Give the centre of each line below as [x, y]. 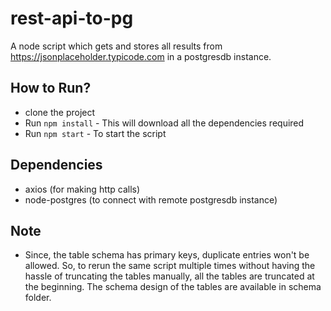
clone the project [60, 112]
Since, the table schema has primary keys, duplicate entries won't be [167, 255]
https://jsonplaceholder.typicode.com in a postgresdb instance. [141, 56]
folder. [38, 298]
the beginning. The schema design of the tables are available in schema [173, 287]
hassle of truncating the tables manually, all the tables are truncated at [169, 276]
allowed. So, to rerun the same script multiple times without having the [170, 266]
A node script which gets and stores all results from [116, 46]
